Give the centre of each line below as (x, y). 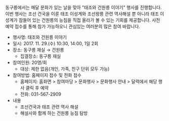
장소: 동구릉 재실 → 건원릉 (38, 50)
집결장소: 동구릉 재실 (40, 56)
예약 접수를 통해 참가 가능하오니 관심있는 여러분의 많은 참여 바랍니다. (73, 26)
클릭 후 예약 (37, 88)
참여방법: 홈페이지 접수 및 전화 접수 (47, 75)
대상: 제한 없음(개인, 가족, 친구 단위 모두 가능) (65, 69)
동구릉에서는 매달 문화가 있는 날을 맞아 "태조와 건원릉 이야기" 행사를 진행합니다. (83, 7)
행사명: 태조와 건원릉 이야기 (40, 37)
